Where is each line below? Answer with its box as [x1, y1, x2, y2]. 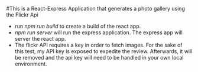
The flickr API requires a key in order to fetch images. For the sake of [14, 41, 183, 48]
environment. [14, 60, 47, 67]
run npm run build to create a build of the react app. [14, 23, 141, 30]
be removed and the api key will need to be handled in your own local [14, 54, 184, 61]
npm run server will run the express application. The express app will [14, 29, 183, 36]
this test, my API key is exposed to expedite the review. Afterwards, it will [14, 48, 193, 55]
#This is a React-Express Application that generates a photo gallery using [6, 5, 185, 12]
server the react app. [14, 35, 66, 42]
